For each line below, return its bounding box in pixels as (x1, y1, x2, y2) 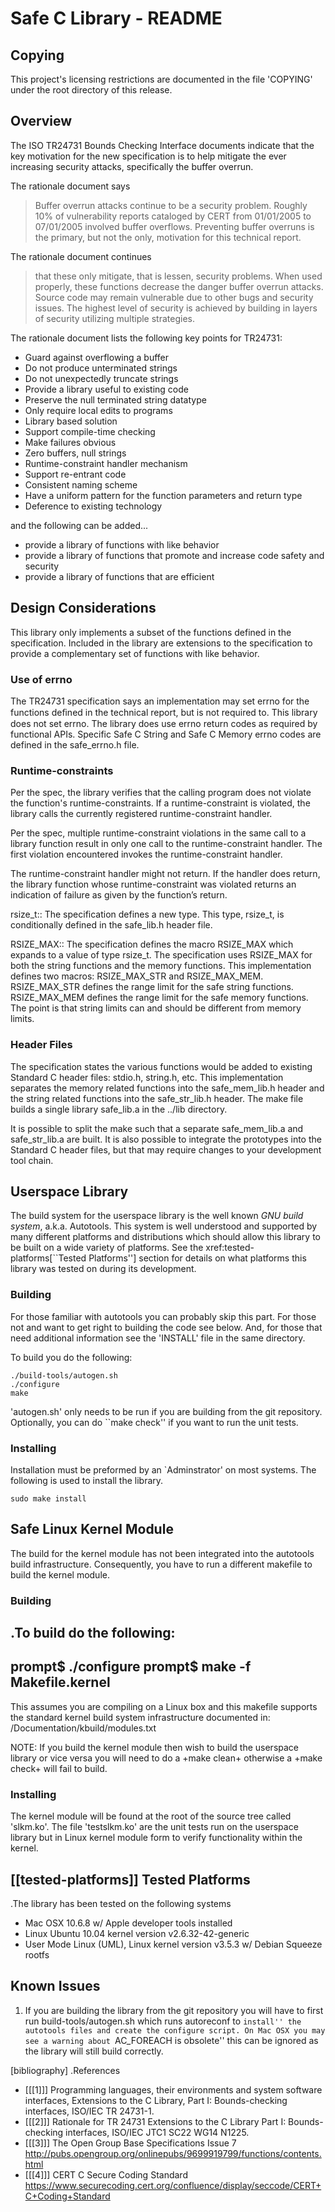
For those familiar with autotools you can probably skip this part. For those (10, 1310, 317, 1322)
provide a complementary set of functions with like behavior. (10, 647, 260, 659)
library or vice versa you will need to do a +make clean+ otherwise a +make (10, 1752, 323, 1764)
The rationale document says (10, 180, 131, 192)
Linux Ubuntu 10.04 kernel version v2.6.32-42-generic (24, 1927, 250, 1939)
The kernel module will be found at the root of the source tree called (10, 1810, 292, 1822)
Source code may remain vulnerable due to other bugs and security (34, 291, 314, 303)
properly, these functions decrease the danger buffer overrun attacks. (34, 280, 324, 292)
